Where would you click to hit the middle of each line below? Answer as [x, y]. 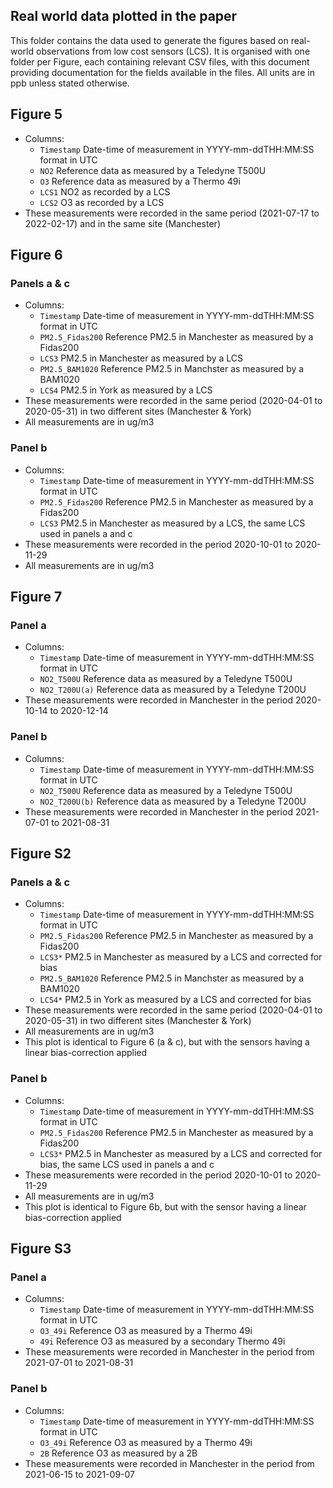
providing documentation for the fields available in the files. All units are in [162, 72]
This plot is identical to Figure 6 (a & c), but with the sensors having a [167, 1042]
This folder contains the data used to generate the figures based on [149, 40]
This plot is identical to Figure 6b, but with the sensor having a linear [165, 1206]
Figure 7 [36, 597]
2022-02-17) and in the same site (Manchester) [122, 223]
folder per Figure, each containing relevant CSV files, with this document [160, 61]
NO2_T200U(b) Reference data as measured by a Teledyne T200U [173, 801]
